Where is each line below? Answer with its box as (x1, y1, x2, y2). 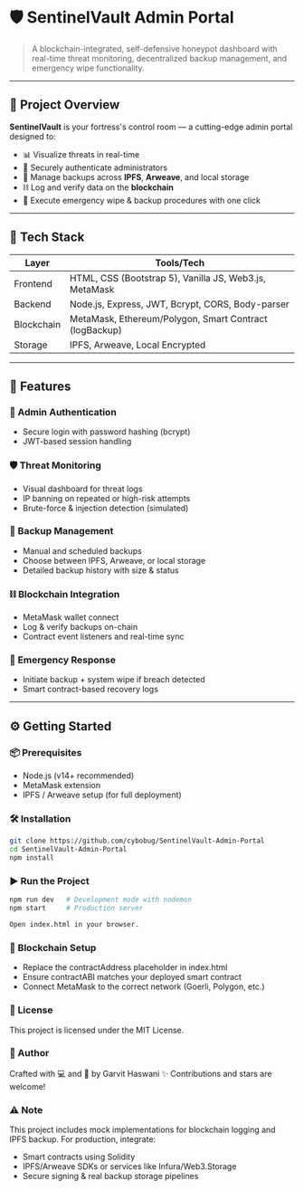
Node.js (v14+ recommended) (22, 770, 135, 781)
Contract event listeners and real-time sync (22, 631, 185, 643)
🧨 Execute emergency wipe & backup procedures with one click (22, 195, 261, 205)
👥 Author (9, 1047, 50, 1060)
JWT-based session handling (22, 436, 132, 447)
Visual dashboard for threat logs (22, 483, 143, 494)
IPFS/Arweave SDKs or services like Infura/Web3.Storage (22, 1161, 237, 1172)
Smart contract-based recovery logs (22, 684, 158, 695)
